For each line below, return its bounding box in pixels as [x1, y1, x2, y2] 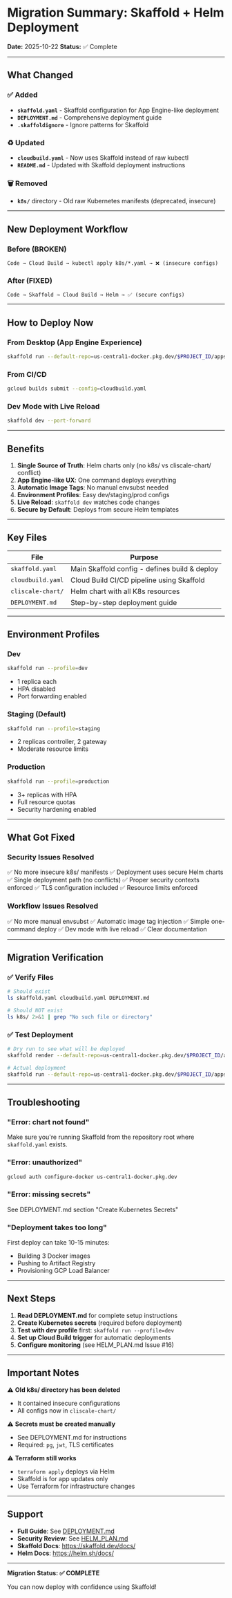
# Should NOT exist [7, 1007, 64, 1014]
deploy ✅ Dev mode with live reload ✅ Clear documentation [37, 925, 207, 933]
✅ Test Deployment [7, 1030, 74, 1039]
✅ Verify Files [7, 972, 54, 982]
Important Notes [7, 1367, 79, 1379]
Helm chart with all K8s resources [70, 586, 180, 596]
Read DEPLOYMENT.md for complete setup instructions [17, 1311, 178, 1319]
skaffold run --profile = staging [7, 725, 100, 732]
